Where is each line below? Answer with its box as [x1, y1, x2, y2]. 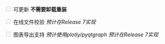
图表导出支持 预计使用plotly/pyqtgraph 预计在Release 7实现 [12, 31, 158, 38]
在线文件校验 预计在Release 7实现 [12, 18, 96, 26]
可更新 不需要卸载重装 [12, 6, 67, 12]
